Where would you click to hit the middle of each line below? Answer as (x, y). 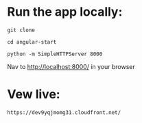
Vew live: (34, 95)
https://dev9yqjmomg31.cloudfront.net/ (64, 112)
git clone (21, 30)
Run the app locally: (65, 12)
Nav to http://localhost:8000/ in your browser (71, 66)
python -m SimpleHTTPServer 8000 (55, 54)
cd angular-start (32, 42)
